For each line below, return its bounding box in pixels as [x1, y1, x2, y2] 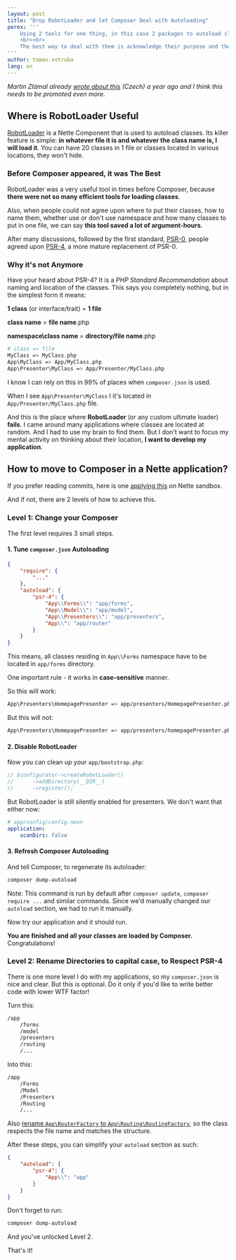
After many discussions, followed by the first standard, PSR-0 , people [7, 234, 209, 243]
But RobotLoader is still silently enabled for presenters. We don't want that [7, 797, 223, 806]
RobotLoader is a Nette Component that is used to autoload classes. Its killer [7, 128, 229, 137]
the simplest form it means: [7, 290, 86, 300]
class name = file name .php [7, 318, 90, 326]
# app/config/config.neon [7, 819, 83, 826]
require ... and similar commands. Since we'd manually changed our [7, 896, 211, 905]
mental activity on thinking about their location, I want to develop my [7, 435, 207, 444]
